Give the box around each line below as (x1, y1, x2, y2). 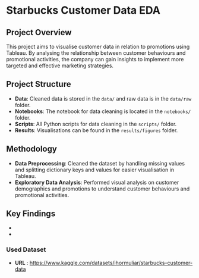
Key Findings (6, 209, 56, 219)
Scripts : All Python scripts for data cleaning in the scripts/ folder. (14, 120, 177, 127)
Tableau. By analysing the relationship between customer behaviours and (6, 49, 186, 57)
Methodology (6, 144, 58, 154)
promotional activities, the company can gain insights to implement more (6, 56, 184, 63)
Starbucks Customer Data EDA (6, 4, 160, 17)
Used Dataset (6, 245, 46, 254)
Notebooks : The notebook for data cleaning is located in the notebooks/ (14, 108, 191, 115)
